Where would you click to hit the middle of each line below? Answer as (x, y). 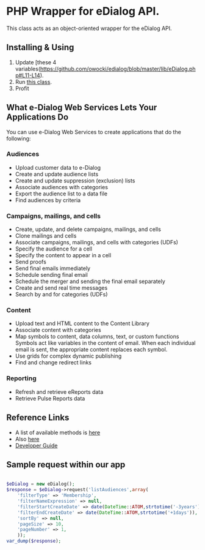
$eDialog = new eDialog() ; (41, 484)
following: (19, 138)
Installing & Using (40, 47)
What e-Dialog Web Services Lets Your (82, 107)
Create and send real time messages (61, 288)
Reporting (21, 379)
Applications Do (38, 117)
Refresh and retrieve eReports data (59, 392)
